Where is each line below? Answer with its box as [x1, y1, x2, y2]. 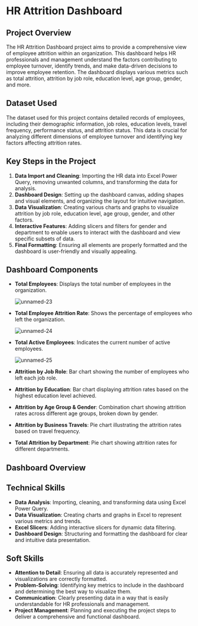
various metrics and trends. [14, 517, 82, 525]
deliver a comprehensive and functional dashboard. [14, 613, 141, 620]
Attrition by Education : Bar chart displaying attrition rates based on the [14, 386, 189, 393]
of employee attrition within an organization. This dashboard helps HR [6, 50, 176, 57]
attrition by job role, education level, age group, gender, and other [14, 210, 176, 217]
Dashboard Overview [6, 463, 86, 473]
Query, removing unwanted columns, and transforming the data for [14, 178, 178, 185]
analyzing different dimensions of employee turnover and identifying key [6, 133, 183, 140]
